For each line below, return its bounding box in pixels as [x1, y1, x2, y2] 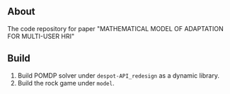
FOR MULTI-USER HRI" [7, 32, 75, 40]
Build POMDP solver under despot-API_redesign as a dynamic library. [17, 71, 219, 80]
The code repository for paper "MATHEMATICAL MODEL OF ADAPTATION [7, 24, 224, 33]
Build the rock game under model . [17, 78, 115, 87]
